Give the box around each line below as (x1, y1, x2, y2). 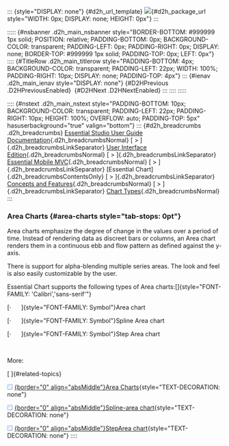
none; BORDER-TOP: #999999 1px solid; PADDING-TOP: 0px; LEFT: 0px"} (7, 50, 215, 58)
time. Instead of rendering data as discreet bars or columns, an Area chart (7, 234, 216, 243)
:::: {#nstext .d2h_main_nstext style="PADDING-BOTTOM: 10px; (7, 99, 187, 108)
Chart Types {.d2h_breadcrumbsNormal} (106, 187, 220, 195)
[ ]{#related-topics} (7, 370, 62, 378)
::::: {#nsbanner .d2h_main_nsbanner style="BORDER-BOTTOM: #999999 (7, 28, 215, 36)
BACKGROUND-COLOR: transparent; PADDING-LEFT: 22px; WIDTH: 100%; (7, 64, 218, 72)
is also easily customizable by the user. (7, 270, 118, 278)
